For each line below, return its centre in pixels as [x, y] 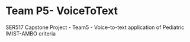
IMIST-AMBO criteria [31, 33]
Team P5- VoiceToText [62, 11]
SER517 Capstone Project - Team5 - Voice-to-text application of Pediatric [95, 27]
